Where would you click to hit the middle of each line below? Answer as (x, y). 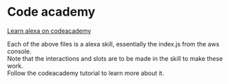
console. (20, 51)
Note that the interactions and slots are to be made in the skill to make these (115, 58)
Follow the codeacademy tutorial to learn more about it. (86, 73)
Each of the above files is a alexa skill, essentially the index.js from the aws (113, 44)
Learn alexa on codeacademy (49, 31)
